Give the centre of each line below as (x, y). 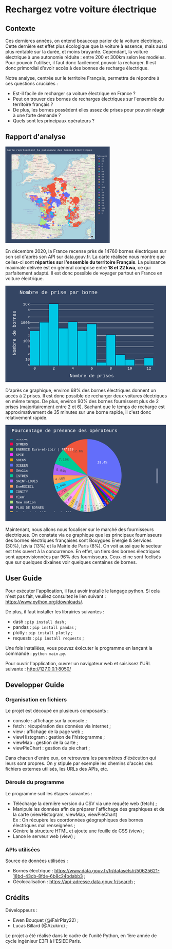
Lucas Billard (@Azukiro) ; (40, 925)
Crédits (17, 898)
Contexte (21, 29)
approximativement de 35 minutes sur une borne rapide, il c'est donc (78, 412)
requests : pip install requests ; (48, 638)
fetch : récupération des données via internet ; (62, 726)
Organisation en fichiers (36, 699)
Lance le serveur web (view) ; (44, 836)
